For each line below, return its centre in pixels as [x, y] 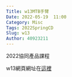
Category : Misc [25, 22]
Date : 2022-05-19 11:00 [36, 17]
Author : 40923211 [27, 38]
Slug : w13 [18, 33]
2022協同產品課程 [28, 56]
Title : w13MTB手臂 [28, 11]
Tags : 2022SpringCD [30, 28]
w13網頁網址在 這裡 [29, 68]
